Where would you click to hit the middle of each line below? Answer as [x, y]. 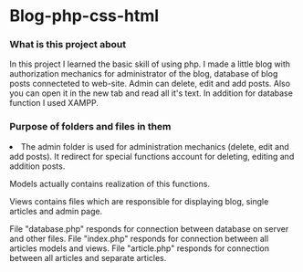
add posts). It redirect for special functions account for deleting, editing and [152, 156]
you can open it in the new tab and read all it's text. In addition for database [151, 93]
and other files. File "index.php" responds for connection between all [139, 238]
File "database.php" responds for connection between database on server [149, 228]
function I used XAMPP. [54, 103]
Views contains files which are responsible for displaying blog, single [139, 201]
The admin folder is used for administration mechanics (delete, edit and [155, 146]
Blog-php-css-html [84, 16]
